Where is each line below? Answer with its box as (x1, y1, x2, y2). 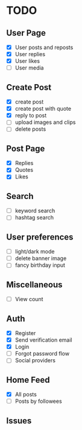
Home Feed (6, 374, 50, 385)
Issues (6, 415, 32, 426)
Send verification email (14, 336, 72, 344)
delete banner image (14, 255, 67, 262)
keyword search (14, 207, 55, 215)
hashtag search (14, 214, 54, 221)
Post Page (6, 143, 45, 154)
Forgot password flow (14, 350, 70, 357)
